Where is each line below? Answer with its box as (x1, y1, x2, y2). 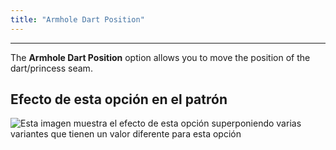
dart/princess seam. (10, 62, 93, 74)
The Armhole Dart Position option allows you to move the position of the (10, 51, 311, 63)
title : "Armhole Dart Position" (10, 14, 145, 25)
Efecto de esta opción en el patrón (10, 91, 228, 108)
